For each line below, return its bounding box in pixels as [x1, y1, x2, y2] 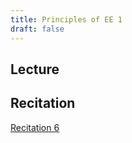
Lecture [10, 61, 60, 78]
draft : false [10, 24, 65, 34]
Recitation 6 [10, 121, 60, 133]
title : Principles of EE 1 [10, 14, 123, 25]
